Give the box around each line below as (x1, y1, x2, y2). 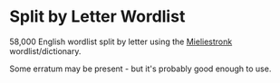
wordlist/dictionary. (9, 45, 82, 56)
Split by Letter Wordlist (9, 6, 186, 27)
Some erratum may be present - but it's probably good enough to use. (9, 63, 272, 74)
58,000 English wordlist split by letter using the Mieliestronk (9, 36, 233, 47)
